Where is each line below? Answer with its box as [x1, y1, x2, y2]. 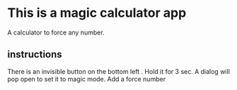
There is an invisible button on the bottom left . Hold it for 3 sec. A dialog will [7, 67, 230, 75]
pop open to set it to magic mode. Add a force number [7, 75, 166, 83]
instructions [7, 49, 62, 60]
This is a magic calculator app [7, 5, 187, 21]
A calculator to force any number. [7, 28, 105, 37]
